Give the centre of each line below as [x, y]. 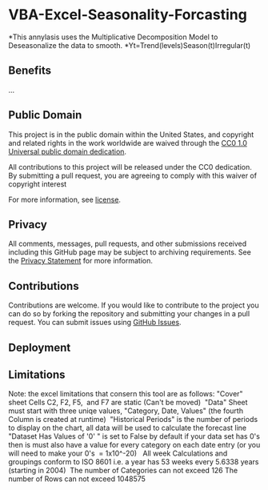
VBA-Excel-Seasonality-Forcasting [128, 15]
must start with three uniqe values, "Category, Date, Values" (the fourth [126, 411]
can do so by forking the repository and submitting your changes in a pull [129, 314]
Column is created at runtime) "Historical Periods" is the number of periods [133, 420]
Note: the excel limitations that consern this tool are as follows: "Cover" [126, 394]
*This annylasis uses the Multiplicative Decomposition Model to [113, 37]
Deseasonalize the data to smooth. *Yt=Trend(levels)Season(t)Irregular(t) [130, 45]
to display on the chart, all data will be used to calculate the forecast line [128, 428]
